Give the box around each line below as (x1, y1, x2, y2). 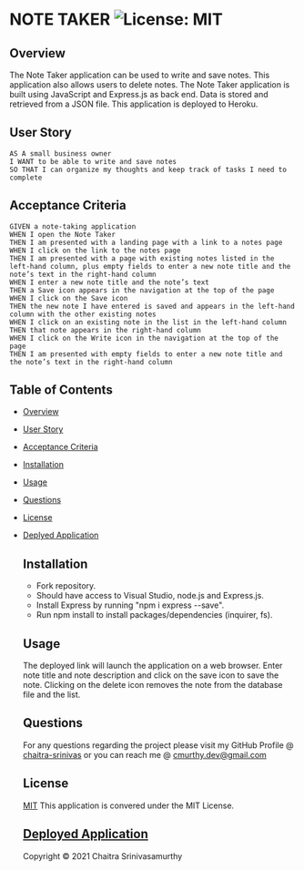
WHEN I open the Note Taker (9, 230, 117, 239)
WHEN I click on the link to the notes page (9, 246, 181, 255)
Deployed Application (22, 826, 148, 842)
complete (9, 173, 43, 182)
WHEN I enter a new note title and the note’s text (9, 278, 209, 287)
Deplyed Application (22, 529, 99, 541)
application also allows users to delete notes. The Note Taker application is (9, 79, 290, 90)
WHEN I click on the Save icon (9, 293, 128, 302)
